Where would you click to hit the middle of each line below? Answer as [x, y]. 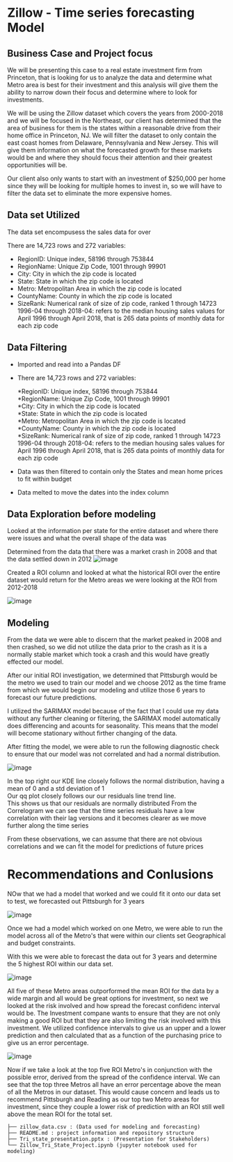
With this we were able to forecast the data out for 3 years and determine [112, 956]
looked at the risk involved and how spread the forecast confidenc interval [114, 1006]
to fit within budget [44, 479]
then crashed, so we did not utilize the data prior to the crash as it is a [107, 647]
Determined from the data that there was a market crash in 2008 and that [112, 552]
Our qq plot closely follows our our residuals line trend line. [91, 796]
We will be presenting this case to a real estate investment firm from [105, 70]
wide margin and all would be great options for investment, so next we [108, 998]
